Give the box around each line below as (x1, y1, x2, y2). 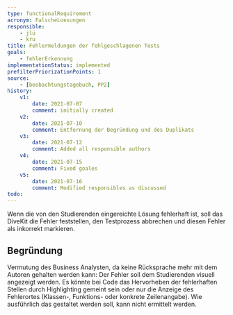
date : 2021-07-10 (32, 119, 82, 127)
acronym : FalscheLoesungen (7, 17, 86, 24)
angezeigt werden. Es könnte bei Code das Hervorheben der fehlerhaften (7, 278, 218, 286)
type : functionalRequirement (7, 10, 92, 17)
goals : (7, 49, 26, 56)
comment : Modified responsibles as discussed (32, 185, 167, 191)
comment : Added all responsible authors (32, 146, 151, 153)
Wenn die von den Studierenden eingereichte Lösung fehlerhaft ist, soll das (7, 210, 223, 219)
